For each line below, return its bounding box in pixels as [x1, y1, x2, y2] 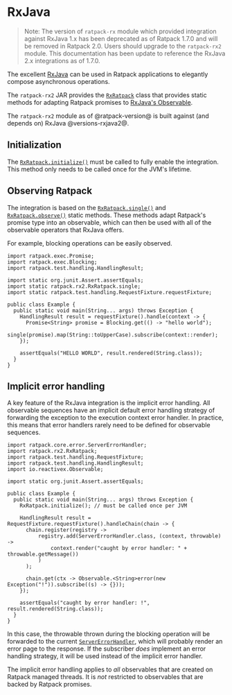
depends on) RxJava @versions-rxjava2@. [7, 119, 130, 127]
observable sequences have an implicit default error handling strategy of [7, 406, 215, 415]
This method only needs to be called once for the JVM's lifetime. [7, 164, 192, 173]
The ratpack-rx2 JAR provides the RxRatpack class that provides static [7, 91, 207, 99]
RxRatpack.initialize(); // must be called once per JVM [19, 502, 188, 510]
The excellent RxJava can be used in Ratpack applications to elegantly [7, 70, 208, 78]
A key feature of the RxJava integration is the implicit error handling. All [7, 399, 211, 407]
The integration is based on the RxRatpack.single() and [7, 203, 166, 212]
